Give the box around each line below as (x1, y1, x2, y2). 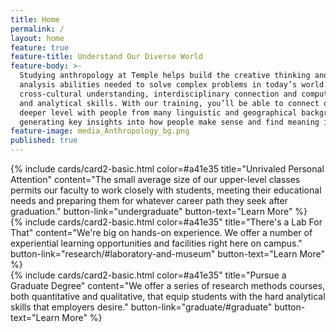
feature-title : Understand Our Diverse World (10, 52, 203, 62)
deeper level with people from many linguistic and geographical (19, 107, 298, 118)
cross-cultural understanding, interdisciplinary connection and (19, 89, 298, 99)
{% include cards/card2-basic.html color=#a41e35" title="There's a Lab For (10, 216, 323, 228)
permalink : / (10, 24, 65, 34)
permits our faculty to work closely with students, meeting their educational (10, 184, 322, 196)
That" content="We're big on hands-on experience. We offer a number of (10, 227, 313, 238)
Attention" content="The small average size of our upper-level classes (10, 174, 301, 185)
